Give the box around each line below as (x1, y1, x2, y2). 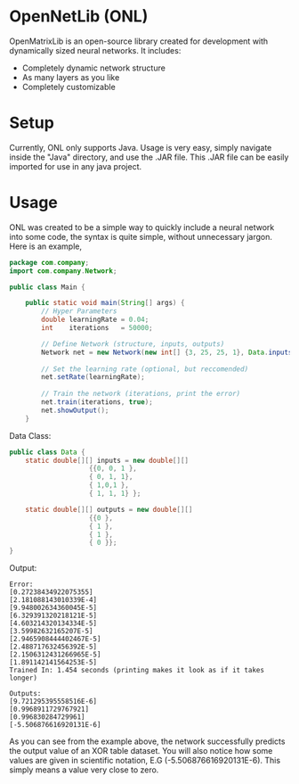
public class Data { (9, 448, 86, 457)
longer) (9, 673, 38, 683)
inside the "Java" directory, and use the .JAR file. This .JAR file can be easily (9, 152, 289, 162)
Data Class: (9, 430, 52, 441)
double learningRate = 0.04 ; (41, 315, 149, 325)
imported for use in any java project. (9, 161, 142, 171)
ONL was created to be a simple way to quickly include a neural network (9, 221, 275, 233)
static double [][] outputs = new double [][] (25, 505, 193, 514)
